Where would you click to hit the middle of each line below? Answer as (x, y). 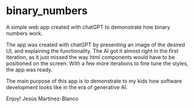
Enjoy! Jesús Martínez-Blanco (42, 99)
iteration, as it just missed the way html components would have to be (91, 57)
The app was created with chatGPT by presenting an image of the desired (96, 45)
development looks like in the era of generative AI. (67, 87)
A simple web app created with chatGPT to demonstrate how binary (88, 27)
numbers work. (24, 33)
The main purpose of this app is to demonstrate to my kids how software (94, 81)
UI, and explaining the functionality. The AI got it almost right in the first (92, 50)
